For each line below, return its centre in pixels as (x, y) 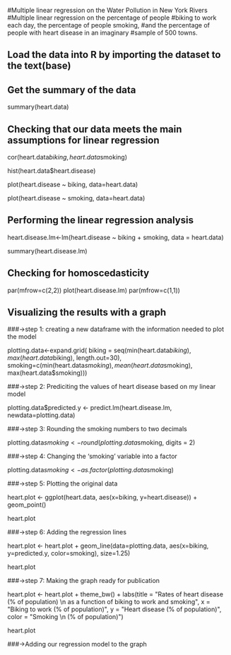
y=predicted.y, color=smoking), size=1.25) (69, 553)
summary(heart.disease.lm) (47, 251)
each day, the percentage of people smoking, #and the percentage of (109, 25)
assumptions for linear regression (83, 140)
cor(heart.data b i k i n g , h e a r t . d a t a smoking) (67, 157)
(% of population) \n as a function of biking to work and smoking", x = (109, 602)
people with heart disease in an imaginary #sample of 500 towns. (102, 32)
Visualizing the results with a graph (87, 312)
